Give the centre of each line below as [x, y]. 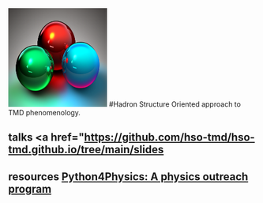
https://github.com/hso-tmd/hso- [169, 137]
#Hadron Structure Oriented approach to [175, 104]
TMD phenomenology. [45, 113]
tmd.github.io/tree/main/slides [86, 150]
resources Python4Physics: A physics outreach [128, 177]
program [30, 189]
